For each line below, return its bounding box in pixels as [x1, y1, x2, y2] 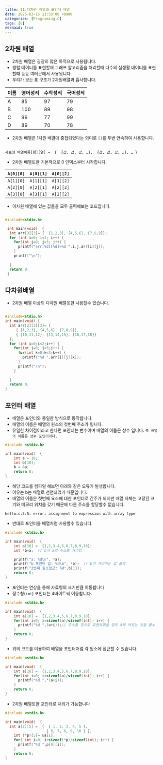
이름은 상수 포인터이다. [17, 434, 58, 439]
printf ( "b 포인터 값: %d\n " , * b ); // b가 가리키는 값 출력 [14, 562, 126, 566]
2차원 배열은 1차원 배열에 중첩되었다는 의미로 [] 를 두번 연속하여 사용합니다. [12, 135, 154, 141]
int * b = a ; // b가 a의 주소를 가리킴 [14, 548, 82, 553]
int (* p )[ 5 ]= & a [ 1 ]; [14, 733, 55, 738]
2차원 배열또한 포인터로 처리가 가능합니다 [12, 701, 90, 706]
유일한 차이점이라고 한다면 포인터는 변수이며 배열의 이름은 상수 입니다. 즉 [12, 427, 149, 433]
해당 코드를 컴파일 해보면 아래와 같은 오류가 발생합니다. [12, 483, 116, 489]
